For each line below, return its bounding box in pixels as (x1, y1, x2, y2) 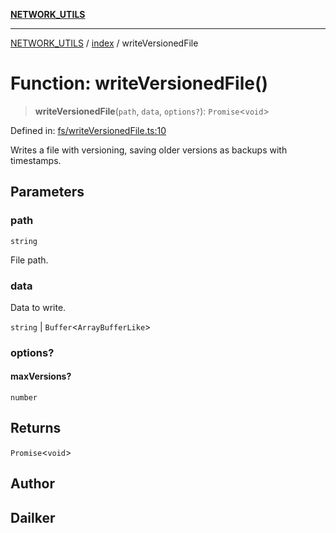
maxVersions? (10, 370, 72, 383)
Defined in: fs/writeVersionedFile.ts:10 (10, 124, 167, 136)
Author (10, 475, 55, 493)
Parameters (10, 184, 85, 201)
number (10, 393, 38, 403)
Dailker (10, 509, 56, 526)
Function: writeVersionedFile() (10, 72, 269, 95)
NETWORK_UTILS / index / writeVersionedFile (10, 37, 199, 49)
